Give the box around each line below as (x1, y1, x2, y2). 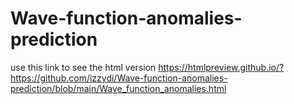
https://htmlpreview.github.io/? (158, 61, 285, 73)
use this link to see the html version (10, 61, 157, 73)
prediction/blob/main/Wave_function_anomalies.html (10, 82, 227, 94)
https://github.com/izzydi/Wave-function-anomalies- (10, 72, 228, 84)
